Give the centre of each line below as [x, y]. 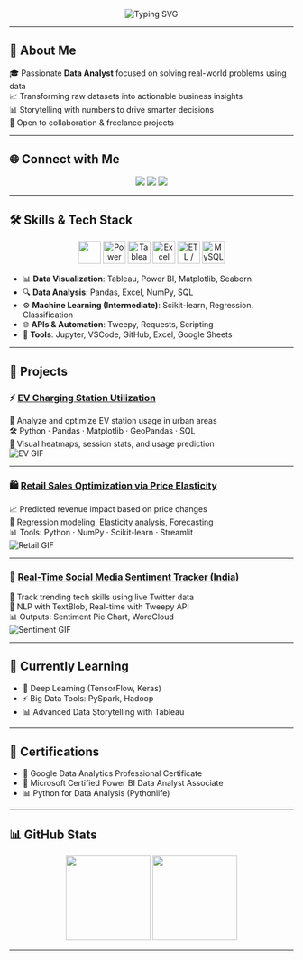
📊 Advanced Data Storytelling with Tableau [103, 711]
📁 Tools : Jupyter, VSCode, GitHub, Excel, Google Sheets [127, 334]
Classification [48, 315]
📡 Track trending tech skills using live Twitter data [101, 597]
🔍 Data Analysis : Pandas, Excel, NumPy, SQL [108, 292]
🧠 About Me [43, 51]
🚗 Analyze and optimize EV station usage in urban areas [114, 421]
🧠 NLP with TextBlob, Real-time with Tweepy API [99, 606]
